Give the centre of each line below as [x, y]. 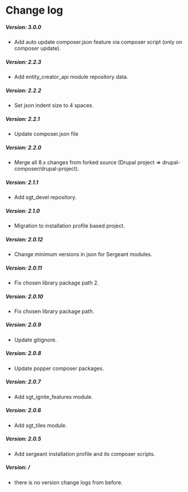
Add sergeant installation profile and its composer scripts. [85, 453]
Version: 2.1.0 [23, 210]
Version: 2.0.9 [24, 325]
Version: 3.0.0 [24, 27]
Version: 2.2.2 [24, 90]
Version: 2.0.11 [24, 268]
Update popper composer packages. [59, 368]
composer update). [38, 49]
